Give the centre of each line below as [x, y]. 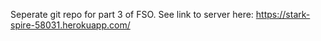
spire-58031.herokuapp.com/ [70, 25]
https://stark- [283, 14]
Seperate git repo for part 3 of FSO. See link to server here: [132, 14]
